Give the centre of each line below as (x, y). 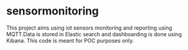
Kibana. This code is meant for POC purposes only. (70, 40)
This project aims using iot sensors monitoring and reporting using (89, 28)
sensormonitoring (52, 11)
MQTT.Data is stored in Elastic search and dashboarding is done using (94, 34)
